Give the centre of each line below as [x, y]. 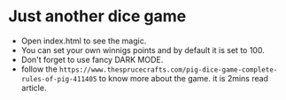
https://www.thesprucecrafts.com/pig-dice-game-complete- [169, 69]
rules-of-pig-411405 [59, 79]
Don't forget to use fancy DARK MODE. [92, 59]
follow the [39, 69]
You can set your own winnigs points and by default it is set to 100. [143, 50]
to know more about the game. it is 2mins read [184, 78]
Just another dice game [97, 16]
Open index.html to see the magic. [84, 41]
